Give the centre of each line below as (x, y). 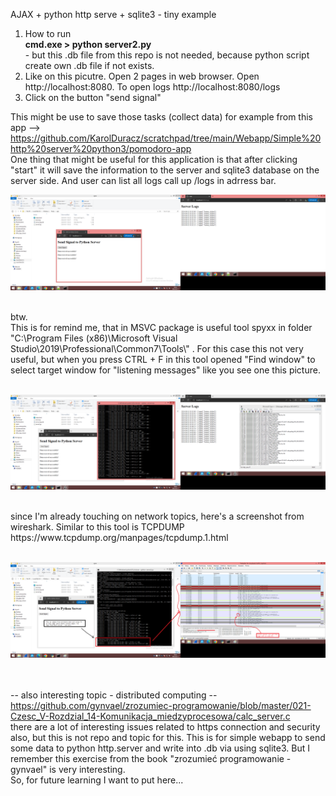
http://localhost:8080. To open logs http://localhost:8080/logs (152, 87)
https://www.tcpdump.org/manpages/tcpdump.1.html (119, 538)
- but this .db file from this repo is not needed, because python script (167, 55)
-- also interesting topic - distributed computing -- (114, 695)
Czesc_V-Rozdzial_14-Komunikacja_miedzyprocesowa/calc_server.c (150, 716)
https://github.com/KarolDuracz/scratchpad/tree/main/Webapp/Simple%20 (166, 138)
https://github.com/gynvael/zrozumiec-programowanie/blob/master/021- (161, 705)
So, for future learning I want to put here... (97, 780)
